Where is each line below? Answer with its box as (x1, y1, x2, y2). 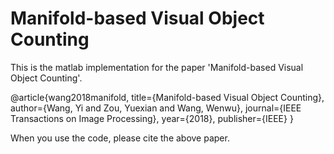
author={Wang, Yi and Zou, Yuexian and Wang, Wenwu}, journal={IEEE (10, 102, 302, 114)
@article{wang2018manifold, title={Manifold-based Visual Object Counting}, (10, 91, 325, 103)
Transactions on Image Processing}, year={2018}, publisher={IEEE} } (10, 112, 294, 124)
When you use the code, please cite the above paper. (10, 132, 230, 144)
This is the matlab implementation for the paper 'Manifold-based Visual (10, 61, 304, 73)
